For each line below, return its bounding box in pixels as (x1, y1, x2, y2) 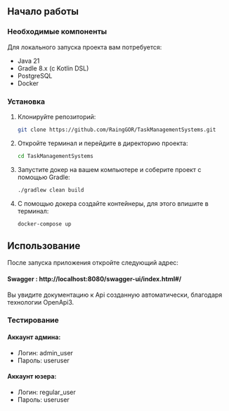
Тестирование (7, 315, 60, 325)
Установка (7, 97, 46, 106)
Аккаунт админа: (7, 333, 61, 341)
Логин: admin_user (17, 348, 74, 357)
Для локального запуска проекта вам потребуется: (7, 42, 162, 51)
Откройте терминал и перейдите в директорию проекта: (17, 139, 188, 147)
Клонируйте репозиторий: (17, 112, 96, 121)
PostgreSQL (17, 71, 53, 80)
